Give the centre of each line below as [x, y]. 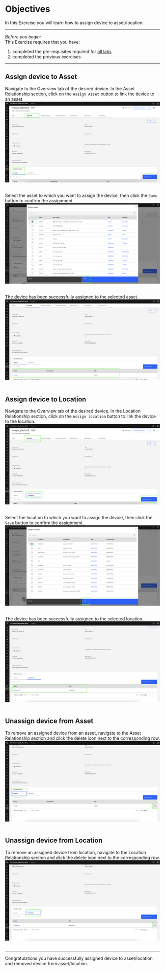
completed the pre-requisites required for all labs [62, 51]
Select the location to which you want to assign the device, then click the [79, 518]
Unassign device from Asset [49, 721]
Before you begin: [23, 37]
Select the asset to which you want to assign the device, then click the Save [81, 195]
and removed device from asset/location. [47, 964]
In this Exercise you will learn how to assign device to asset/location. [74, 23]
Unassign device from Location [54, 841]
